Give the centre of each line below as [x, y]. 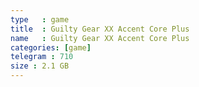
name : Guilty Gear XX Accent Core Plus [100, 38]
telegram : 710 [42, 57]
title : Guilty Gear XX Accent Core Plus [100, 29]
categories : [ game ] [51, 47]
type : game [40, 19]
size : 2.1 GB [40, 66]
